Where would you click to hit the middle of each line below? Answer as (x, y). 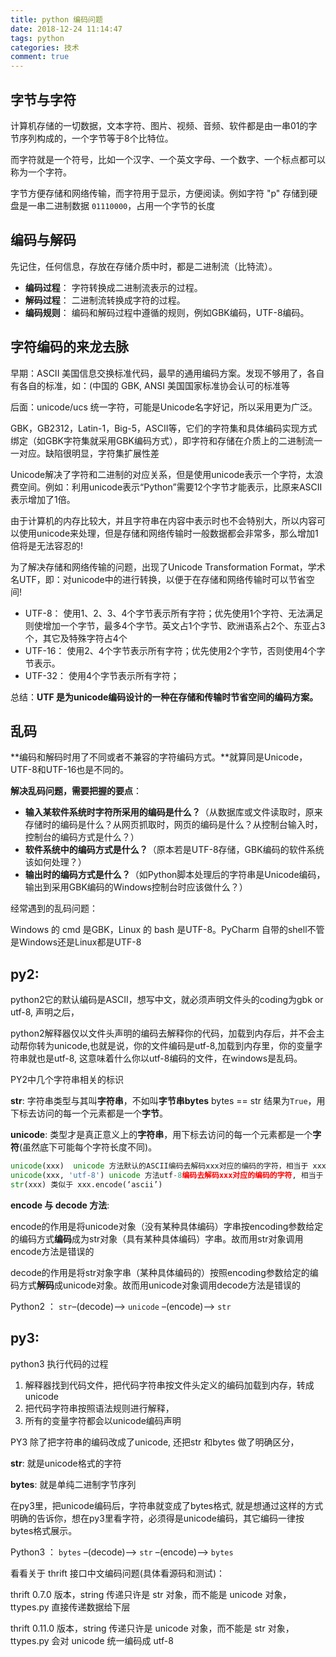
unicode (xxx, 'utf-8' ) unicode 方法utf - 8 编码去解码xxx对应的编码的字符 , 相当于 (167, 1176)
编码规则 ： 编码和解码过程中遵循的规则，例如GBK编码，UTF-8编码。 (167, 312)
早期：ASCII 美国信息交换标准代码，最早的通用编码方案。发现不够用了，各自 (167, 373)
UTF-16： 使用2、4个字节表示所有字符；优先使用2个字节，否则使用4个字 (175, 650)
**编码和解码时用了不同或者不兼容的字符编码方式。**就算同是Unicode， (159, 757)
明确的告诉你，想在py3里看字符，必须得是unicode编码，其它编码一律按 (157, 1518)
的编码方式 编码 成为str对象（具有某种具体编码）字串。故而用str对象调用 (157, 1238)
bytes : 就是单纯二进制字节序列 (73, 1484)
